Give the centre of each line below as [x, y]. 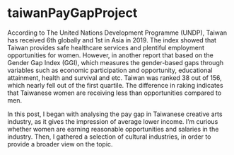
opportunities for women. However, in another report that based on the [110, 55]
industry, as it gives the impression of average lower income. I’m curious [113, 121]
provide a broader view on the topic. [60, 144]
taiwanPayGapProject [72, 13]
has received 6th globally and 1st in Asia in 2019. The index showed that [112, 40]
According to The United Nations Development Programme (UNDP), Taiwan [117, 33]
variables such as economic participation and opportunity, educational [110, 70]
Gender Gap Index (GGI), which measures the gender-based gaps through [116, 62]
